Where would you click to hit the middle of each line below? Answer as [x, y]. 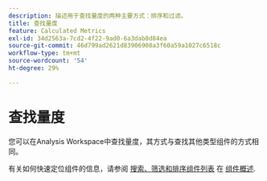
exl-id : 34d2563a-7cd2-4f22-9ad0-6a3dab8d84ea [88, 38]
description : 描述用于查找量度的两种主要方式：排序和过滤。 [98, 16]
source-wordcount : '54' [48, 61]
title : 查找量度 [33, 23]
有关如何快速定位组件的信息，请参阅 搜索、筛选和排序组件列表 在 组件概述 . [132, 168]
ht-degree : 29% [34, 68]
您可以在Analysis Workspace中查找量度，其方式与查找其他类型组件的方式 [130, 141]
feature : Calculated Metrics [57, 31]
